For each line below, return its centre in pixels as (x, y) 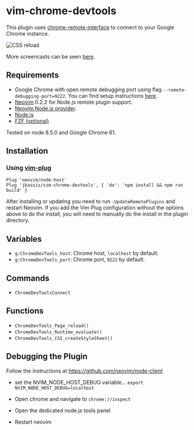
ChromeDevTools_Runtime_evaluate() (58, 332)
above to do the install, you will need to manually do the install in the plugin (97, 214)
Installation (27, 151)
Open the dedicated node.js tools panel (63, 410)
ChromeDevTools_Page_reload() (52, 326)
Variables (24, 239)
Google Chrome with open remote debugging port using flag (88, 89)
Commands (28, 278)
